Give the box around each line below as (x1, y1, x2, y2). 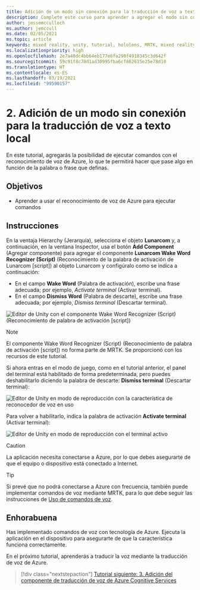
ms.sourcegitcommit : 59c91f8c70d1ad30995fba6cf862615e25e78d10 (6, 58, 167, 64)
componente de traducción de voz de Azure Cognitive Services (20, 577, 177, 584)
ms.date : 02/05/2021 (6, 31, 58, 37)
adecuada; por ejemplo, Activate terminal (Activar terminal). (14, 286, 162, 293)
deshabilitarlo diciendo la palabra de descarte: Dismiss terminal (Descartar (6, 377, 192, 384)
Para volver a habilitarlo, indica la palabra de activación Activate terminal (6, 412, 186, 420)
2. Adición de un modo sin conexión (6, 107, 186, 120)
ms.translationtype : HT (6, 64, 65, 70)
